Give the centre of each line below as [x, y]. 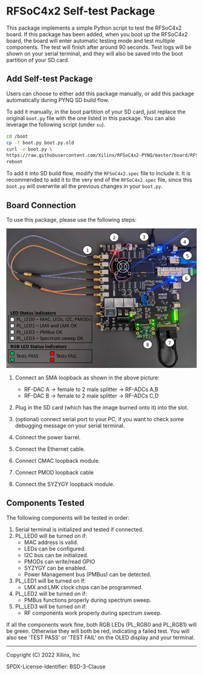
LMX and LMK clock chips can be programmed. [83, 587]
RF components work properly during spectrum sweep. [93, 613]
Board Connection [41, 205]
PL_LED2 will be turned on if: [51, 593]
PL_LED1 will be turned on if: [50, 581]
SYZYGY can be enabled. [56, 568]
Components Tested [45, 503]
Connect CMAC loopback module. [57, 460]
